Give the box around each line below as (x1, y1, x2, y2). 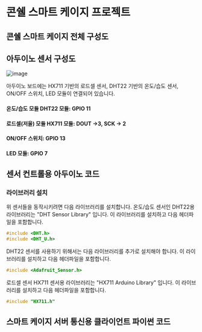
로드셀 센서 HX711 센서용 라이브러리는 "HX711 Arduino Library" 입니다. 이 (6, 279, 180, 286)
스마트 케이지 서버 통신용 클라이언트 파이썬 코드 (6, 317, 171, 327)
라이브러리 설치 (6, 189, 48, 197)
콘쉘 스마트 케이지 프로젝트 (6, 5, 131, 19)
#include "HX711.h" (6, 299, 55, 305)
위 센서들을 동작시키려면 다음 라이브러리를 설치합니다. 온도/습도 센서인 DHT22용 (6, 203, 195, 211)
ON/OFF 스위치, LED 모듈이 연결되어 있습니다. (6, 90, 116, 97)
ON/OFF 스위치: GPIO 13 (6, 135, 66, 142)
